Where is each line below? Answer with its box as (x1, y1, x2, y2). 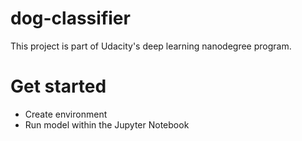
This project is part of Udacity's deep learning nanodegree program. (10, 40, 292, 52)
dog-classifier (10, 7, 131, 30)
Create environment (24, 108, 108, 120)
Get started (10, 75, 107, 98)
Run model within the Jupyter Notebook (24, 118, 190, 131)
